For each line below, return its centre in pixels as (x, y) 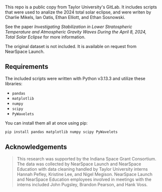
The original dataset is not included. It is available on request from (71, 46)
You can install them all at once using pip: (46, 123)
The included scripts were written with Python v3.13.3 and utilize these (75, 78)
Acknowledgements (36, 147)
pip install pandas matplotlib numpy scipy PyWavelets (61, 132)
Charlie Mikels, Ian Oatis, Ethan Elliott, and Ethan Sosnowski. (65, 17)
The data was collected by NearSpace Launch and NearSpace (79, 164)
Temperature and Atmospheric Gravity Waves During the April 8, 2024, (76, 32)
